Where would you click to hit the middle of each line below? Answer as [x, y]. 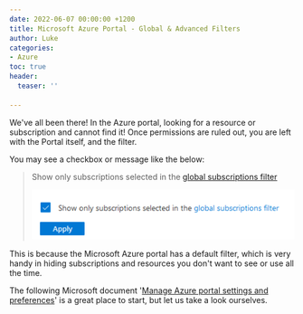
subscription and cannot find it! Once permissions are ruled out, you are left [150, 132]
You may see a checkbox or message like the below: [107, 159]
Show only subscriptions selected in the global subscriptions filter [154, 176]
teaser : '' [38, 86]
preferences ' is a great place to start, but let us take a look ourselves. [139, 300]
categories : [32, 48]
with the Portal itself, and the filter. [73, 141]
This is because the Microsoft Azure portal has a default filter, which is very [150, 253]
